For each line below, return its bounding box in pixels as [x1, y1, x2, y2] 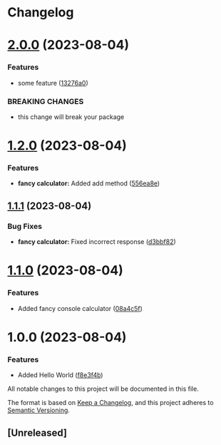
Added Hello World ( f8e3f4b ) [17, 371, 103, 379]
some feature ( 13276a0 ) [17, 78, 89, 87]
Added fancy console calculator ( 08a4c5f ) [17, 304, 143, 312]
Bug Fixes [7, 221, 43, 231]
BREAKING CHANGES [7, 96, 84, 106]
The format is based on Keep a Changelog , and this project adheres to [7, 399, 214, 407]
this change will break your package [17, 112, 125, 121]
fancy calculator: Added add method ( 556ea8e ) [17, 179, 160, 188]
